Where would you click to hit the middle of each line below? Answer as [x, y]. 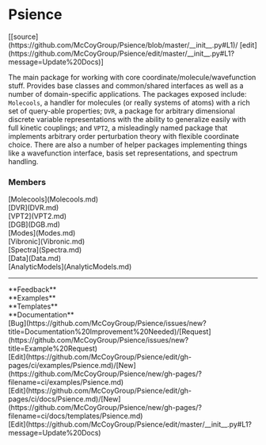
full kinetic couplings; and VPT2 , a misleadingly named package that [118, 128]
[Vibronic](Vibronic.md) [47, 242]
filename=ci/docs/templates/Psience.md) [76, 416]
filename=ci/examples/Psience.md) [66, 382]
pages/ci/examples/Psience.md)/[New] [72, 366]
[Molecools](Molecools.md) [53, 199]
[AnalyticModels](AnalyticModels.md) [70, 267]
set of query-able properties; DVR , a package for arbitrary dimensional [122, 111]
